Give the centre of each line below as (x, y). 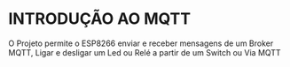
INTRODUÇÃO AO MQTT (100, 19)
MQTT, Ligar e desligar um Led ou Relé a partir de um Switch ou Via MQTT (145, 52)
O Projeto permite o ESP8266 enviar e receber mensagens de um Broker (141, 43)
